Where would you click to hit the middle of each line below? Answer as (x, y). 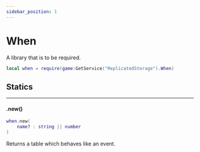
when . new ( (18, 121)
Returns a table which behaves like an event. (61, 144)
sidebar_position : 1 (32, 12)
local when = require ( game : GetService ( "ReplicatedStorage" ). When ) (90, 68)
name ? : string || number (49, 127)
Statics (20, 87)
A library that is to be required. (44, 58)
